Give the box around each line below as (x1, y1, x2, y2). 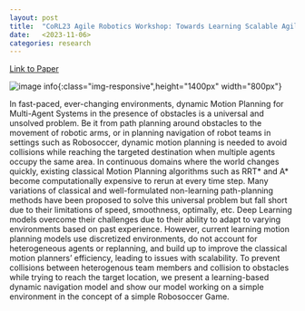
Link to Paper (9, 63, 59, 74)
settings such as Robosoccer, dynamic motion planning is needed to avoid (9, 137, 288, 148)
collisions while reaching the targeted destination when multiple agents (9, 147, 275, 158)
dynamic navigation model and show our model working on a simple (9, 282, 265, 293)
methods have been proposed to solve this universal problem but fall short (9, 195, 288, 206)
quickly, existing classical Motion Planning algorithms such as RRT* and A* (9, 166, 289, 177)
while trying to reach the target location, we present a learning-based (9, 272, 270, 283)
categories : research (9, 38, 92, 48)
